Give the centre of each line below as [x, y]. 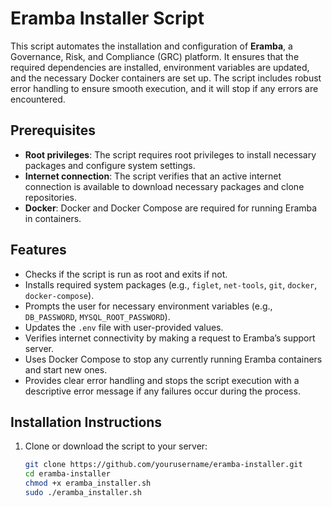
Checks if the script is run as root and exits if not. [126, 274]
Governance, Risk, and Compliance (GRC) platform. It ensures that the [155, 56]
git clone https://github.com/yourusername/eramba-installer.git [163, 465]
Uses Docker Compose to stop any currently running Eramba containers [173, 359]
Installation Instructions [86, 422]
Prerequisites [53, 130]
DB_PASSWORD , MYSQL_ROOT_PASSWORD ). [97, 316]
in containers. [53, 218]
